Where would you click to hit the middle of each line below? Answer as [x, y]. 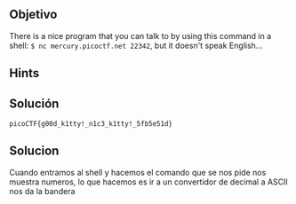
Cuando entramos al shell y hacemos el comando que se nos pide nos [138, 172]
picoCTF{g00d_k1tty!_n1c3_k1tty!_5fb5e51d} [91, 124]
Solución [34, 103]
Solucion [34, 151]
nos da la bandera [42, 191]
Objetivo [33, 15]
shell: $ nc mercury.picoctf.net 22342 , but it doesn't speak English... [136, 45]
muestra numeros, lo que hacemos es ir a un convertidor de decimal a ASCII [149, 182]
